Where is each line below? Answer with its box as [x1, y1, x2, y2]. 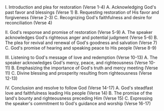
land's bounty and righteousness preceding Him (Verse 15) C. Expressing [5, 95, 153, 101]
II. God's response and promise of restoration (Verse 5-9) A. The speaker [5, 29, 153, 35]
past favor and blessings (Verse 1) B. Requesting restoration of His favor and [5, 9, 159, 15]
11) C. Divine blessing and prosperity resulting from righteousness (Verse [5, 70, 152, 76]
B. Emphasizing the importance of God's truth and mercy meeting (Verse [11, 65, 158, 71]
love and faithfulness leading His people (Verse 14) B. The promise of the [5, 90, 153, 96]
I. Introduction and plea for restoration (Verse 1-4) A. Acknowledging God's [5, 4, 157, 10]
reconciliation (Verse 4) [5, 20, 52, 26]
